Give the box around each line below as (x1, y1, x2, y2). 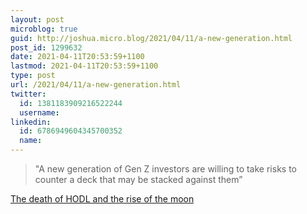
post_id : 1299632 (10, 42, 83, 53)
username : (19, 107, 60, 118)
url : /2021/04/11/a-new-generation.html (10, 80, 182, 90)
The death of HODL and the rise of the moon (10, 193, 195, 205)
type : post (10, 71, 56, 81)
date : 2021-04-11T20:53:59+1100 (10, 52, 145, 62)
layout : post (10, 14, 65, 25)
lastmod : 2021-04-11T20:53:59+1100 (10, 61, 159, 71)
